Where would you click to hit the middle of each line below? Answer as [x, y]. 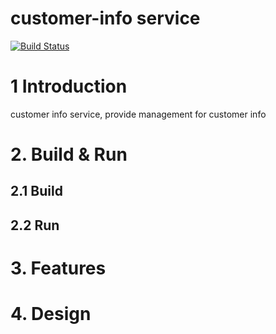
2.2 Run [35, 225]
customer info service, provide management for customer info [138, 114]
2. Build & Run [69, 154]
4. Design [51, 314]
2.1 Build [36, 191]
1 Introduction [69, 86]
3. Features [58, 268]
